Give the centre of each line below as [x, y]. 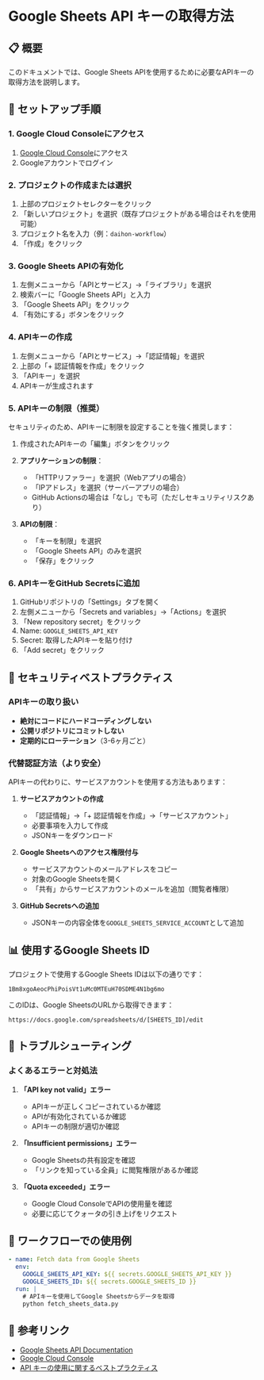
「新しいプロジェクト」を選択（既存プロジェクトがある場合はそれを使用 [138, 213]
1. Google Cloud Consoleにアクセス [77, 134]
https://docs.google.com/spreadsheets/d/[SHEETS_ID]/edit [106, 1020]
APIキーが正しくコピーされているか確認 [96, 1106]
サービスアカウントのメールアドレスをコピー [105, 869]
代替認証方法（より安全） [57, 763]
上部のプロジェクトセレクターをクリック [86, 204]
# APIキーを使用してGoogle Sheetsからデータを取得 [99, 1296]
